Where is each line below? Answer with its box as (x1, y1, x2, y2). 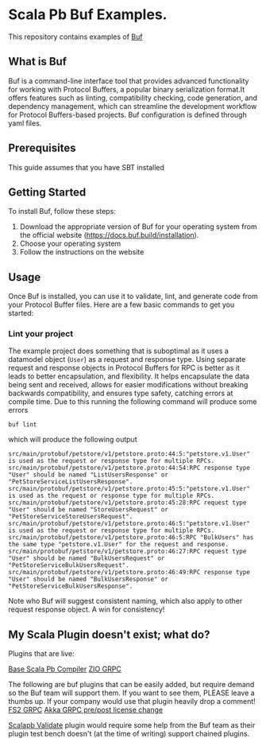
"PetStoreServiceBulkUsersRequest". (8, 561, 129, 569)
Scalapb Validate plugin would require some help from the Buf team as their (8, 721, 256, 730)
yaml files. (8, 118, 42, 128)
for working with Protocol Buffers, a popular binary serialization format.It (8, 84, 245, 94)
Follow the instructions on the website (19, 247, 145, 257)
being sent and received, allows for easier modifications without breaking (8, 380, 249, 390)
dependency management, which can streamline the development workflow (8, 101, 257, 111)
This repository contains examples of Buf (8, 32, 143, 41)
